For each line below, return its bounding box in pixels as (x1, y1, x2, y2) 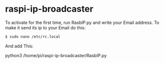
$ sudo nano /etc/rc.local (5, 34, 61, 39)
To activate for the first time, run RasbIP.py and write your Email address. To (5, 20, 160, 25)
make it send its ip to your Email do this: (5, 24, 86, 30)
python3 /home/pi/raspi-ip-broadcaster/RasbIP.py (5, 52, 107, 58)
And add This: (5, 43, 33, 49)
